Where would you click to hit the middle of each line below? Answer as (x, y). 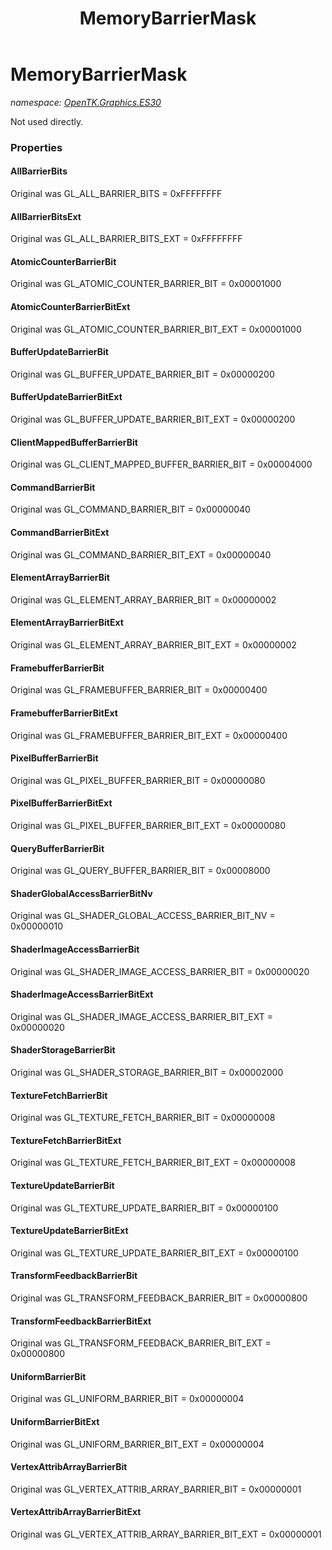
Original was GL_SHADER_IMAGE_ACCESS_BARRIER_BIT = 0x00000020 (160, 971)
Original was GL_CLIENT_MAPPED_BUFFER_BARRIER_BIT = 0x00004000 (161, 464)
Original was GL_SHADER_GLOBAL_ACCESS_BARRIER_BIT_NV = (143, 916)
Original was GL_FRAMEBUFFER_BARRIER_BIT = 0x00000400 (139, 690)
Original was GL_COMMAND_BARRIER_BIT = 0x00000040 (130, 509)
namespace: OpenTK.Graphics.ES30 (86, 102)
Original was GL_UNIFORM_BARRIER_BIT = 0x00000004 (127, 1399)
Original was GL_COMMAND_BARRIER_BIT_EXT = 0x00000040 (141, 554)
